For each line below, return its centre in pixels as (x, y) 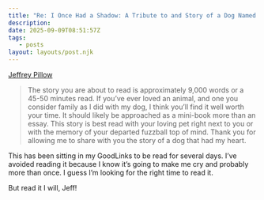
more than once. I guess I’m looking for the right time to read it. (111, 172)
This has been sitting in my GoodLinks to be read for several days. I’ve (123, 156)
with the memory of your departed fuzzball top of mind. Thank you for (141, 132)
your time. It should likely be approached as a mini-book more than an (141, 115)
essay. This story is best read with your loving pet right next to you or (140, 124)
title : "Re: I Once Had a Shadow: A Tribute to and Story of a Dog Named (132, 15)
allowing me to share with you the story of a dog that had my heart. (137, 140)
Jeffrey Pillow (30, 75)
